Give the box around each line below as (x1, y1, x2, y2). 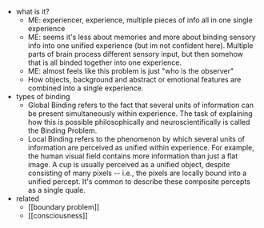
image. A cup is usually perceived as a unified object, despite (27, 160, 230, 169)
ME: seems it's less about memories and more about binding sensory (27, 32, 256, 42)
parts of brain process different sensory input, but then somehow (27, 50, 244, 58)
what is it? (15, 7, 50, 16)
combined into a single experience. (27, 83, 144, 93)
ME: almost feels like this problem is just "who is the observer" (27, 66, 234, 75)
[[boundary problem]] (27, 202, 100, 211)
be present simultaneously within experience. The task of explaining (27, 109, 254, 118)
